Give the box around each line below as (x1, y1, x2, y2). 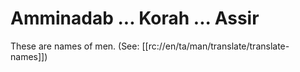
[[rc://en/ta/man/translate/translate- (141, 40, 290, 52)
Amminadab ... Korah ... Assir (10, 7, 260, 30)
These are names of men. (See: (10, 40, 140, 52)
